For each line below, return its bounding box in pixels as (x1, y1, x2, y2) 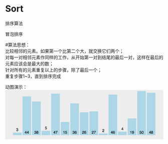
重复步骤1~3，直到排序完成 (5, 73, 61, 79)
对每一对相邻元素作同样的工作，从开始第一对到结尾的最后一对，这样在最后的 (5, 54, 163, 60)
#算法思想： (5, 41, 30, 48)
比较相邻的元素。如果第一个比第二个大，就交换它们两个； (5, 48, 124, 54)
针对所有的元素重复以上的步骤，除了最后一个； (5, 66, 102, 73)
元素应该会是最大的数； (5, 60, 54, 66)
